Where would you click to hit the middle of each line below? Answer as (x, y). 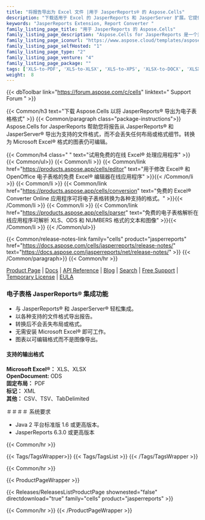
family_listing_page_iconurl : (45, 40)
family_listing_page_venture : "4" (50, 58)
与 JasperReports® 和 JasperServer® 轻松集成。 (76, 308)
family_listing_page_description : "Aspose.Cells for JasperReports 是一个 (102, 35)
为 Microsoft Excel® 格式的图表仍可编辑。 (59, 142)
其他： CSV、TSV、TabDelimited (48, 398)
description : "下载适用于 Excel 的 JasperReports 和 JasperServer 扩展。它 (100, 18)
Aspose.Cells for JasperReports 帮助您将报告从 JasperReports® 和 (90, 127)
